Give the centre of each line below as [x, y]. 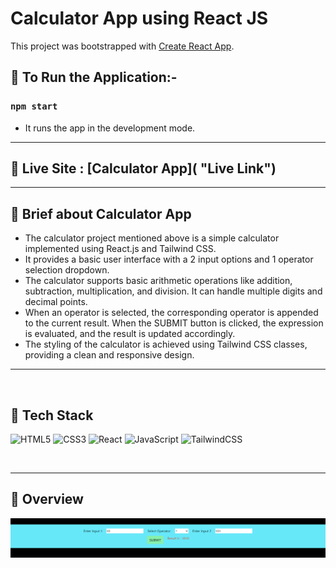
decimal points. [56, 302]
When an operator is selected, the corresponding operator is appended [171, 313]
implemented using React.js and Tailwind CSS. [120, 249]
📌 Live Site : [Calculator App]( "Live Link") [143, 168]
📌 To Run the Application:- [94, 77]
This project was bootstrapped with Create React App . [122, 46]
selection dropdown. [67, 270]
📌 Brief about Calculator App [101, 213]
